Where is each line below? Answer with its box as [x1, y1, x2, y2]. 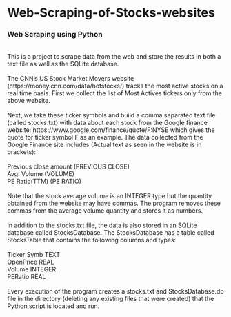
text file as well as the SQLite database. [7, 60, 119, 68]
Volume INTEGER [7, 265, 57, 273]
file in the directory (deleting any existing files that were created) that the [7, 295, 214, 303]
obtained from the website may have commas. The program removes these [7, 199, 221, 208]
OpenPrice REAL [7, 258, 54, 267]
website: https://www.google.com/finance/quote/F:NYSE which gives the [7, 126, 215, 134]
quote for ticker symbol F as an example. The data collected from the [7, 133, 203, 142]
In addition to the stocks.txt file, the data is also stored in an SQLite [7, 221, 197, 229]
